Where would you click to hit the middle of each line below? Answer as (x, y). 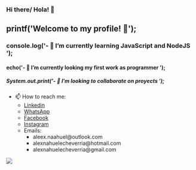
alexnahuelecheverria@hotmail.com (77, 143)
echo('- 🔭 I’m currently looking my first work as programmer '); (86, 67)
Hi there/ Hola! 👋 (30, 10)
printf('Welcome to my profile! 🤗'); (71, 29)
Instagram (36, 124)
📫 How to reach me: (40, 96)
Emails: (33, 130)
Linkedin (34, 105)
